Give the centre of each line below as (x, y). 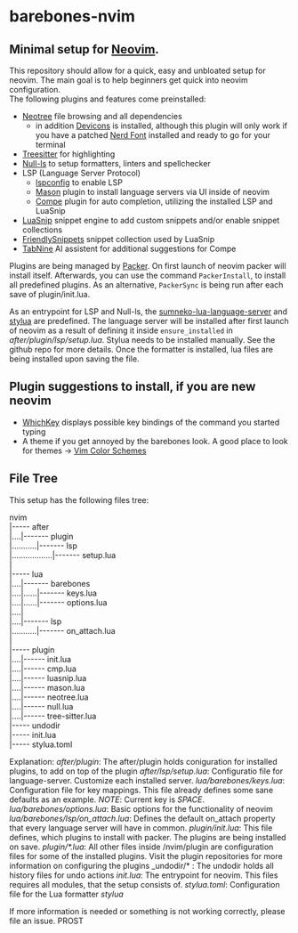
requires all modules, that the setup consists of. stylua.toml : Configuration (145, 884)
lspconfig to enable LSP (79, 183)
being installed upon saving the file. (74, 359)
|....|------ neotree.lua (49, 697)
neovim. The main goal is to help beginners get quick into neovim (129, 80)
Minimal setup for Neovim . (85, 49)
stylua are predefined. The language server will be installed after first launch (149, 321)
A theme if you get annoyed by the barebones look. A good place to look (155, 441)
